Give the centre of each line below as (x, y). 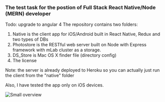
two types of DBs (30, 39)
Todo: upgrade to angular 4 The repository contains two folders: (71, 24)
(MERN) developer (28, 13)
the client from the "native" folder (40, 76)
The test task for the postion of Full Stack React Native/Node (80, 7)
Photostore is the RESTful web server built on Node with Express (79, 45)
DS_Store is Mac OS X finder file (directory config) (64, 55)
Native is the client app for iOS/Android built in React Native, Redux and (86, 34)
